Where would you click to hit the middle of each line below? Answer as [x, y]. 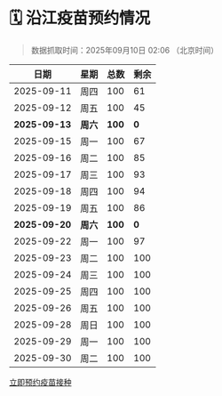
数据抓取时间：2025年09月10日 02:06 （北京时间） [125, 50]
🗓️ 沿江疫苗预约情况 [80, 18]
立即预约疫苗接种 [40, 382]
